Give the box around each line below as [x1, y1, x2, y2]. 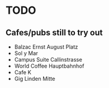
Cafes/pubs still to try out [5, 28, 103, 38]
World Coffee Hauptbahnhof [14, 62, 84, 69]
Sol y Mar [14, 50, 38, 57]
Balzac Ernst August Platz [14, 43, 78, 50]
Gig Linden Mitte [14, 75, 55, 82]
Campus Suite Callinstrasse [14, 56, 83, 63]
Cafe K [14, 69, 32, 75]
